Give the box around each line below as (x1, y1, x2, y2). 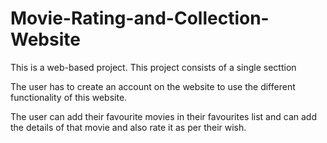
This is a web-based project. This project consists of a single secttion (10, 61, 297, 73)
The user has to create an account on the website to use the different (10, 80, 296, 92)
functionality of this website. (10, 91, 128, 103)
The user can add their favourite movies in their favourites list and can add (10, 110, 317, 122)
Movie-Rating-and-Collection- (10, 7, 270, 30)
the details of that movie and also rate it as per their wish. (10, 121, 247, 133)
